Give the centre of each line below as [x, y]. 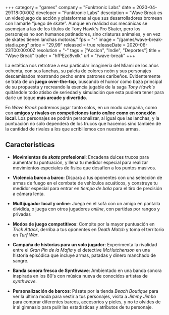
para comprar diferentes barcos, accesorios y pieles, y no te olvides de [87, 302]
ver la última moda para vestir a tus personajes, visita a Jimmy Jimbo [84, 296]
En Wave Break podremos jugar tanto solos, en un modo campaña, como [81, 107]
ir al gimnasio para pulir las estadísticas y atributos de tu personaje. [82, 307]
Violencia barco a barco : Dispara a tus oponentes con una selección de [87, 177]
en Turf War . [26, 235]
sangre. [20, 260]
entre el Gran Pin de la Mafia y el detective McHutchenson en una [81, 250]
